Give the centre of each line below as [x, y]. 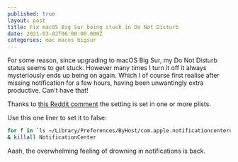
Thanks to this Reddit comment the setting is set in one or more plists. [109, 104]
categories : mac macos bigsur [52, 40]
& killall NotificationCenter [52, 137]
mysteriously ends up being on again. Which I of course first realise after [113, 76]
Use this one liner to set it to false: [57, 118]
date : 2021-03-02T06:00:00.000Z [55, 34]
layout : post [27, 21]
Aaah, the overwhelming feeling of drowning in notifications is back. [107, 151]
